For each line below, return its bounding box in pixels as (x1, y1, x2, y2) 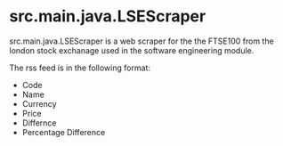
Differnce (21, 118, 57, 128)
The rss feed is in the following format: (9, 62, 151, 73)
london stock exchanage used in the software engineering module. (9, 45, 255, 55)
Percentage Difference (21, 126, 106, 137)
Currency (21, 98, 57, 109)
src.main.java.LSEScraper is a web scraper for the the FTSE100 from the (9, 36, 274, 46)
